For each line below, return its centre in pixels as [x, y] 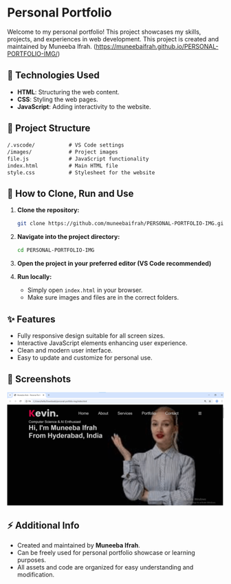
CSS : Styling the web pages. [57, 99]
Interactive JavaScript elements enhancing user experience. [102, 343]
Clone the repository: [48, 210]
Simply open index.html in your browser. [85, 290]
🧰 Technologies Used [53, 75]
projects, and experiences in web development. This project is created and [113, 39]
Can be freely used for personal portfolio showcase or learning [106, 553]
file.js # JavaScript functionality [78, 159]
